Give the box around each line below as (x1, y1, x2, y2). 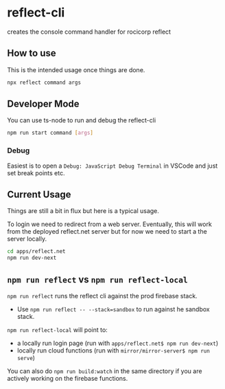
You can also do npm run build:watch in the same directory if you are (7, 366, 202, 375)
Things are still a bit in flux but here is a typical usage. (7, 207, 160, 215)
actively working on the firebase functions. (7, 374, 128, 382)
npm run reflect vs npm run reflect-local (7, 274, 189, 285)
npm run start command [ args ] (7, 129, 94, 137)
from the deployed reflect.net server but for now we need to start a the (7, 227, 207, 236)
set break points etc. (7, 168, 65, 177)
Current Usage (7, 189, 71, 200)
